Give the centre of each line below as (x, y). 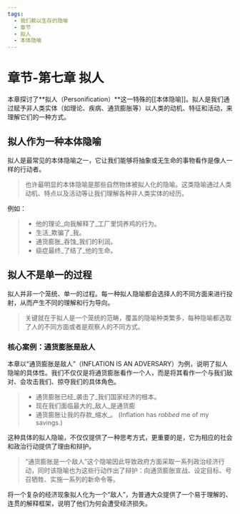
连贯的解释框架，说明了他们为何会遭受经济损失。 (79, 503)
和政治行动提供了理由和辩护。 (51, 446)
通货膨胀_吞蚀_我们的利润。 (76, 241)
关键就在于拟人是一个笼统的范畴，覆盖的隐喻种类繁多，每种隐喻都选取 (128, 318)
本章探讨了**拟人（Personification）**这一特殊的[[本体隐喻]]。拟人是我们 (115, 99)
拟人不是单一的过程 (50, 275)
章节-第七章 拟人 (56, 78)
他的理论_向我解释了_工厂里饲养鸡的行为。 (98, 223)
